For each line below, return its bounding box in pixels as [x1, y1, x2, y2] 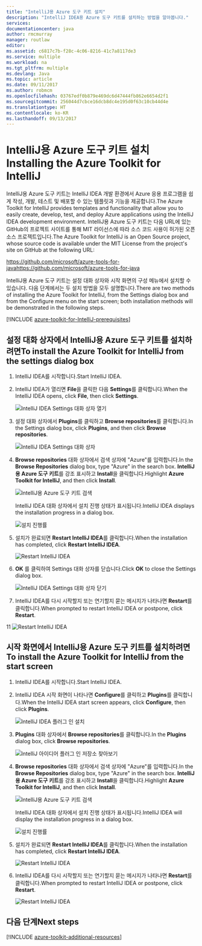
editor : [6, 43, 26, 49]
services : [6, 20, 31, 26]
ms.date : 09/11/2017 [6, 82, 58, 88]
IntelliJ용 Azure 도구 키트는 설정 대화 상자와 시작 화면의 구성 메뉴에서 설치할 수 [6, 277, 191, 284]
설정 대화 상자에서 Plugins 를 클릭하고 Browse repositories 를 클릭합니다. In [14, 418, 194, 424]
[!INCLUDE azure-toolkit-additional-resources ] [6, 933, 122, 941]
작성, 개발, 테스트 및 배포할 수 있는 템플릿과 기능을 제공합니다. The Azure [12, 197, 183, 205]
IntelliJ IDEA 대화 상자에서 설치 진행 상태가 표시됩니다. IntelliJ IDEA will [14, 808, 183, 816]
